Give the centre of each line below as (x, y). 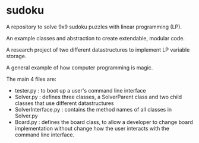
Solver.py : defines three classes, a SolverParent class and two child (98, 97)
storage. (16, 56)
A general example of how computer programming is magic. (80, 67)
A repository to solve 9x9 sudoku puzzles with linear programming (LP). (94, 27)
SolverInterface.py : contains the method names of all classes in (93, 109)
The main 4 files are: (31, 79)
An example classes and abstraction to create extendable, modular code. (96, 38)
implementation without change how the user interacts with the (92, 128)
